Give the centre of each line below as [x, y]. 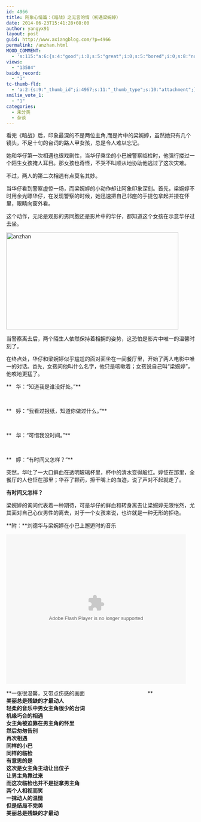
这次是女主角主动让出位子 [38, 768]
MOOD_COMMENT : [24, 51]
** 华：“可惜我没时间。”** [38, 436]
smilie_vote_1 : [25, 95]
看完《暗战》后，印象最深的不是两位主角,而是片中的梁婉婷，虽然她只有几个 [99, 135]
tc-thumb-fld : [24, 84]
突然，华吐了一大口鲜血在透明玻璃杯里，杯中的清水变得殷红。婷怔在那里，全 [100, 472]
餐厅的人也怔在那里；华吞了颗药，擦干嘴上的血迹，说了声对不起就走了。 [95, 480]
